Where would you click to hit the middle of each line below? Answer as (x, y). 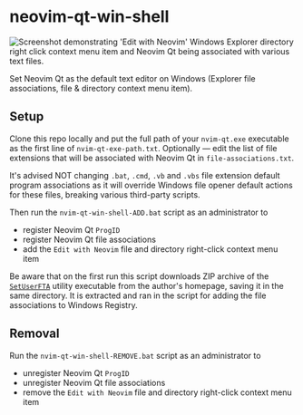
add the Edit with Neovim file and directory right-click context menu (150, 249)
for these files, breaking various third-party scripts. (105, 194)
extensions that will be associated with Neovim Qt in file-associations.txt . (152, 158)
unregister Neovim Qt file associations (94, 382)
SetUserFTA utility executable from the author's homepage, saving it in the (147, 285)
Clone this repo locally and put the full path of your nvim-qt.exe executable (149, 139)
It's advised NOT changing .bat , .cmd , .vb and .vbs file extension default (145, 175)
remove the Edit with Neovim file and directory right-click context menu (157, 392)
